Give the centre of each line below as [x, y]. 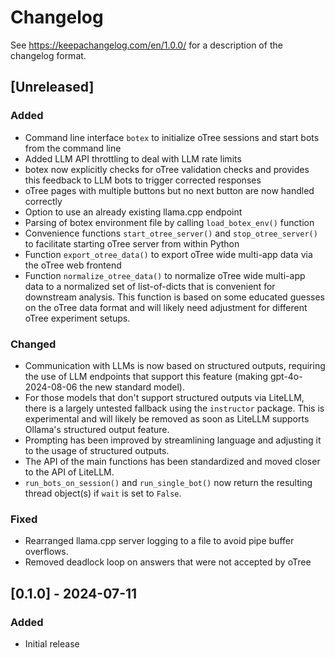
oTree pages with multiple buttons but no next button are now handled [169, 190]
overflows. [46, 552]
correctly [43, 201]
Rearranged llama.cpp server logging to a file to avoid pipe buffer [159, 541]
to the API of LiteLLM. [69, 472]
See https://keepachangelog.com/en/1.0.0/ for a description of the [146, 45]
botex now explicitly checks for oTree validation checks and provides [167, 169]
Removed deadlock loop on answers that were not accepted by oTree [168, 562]
